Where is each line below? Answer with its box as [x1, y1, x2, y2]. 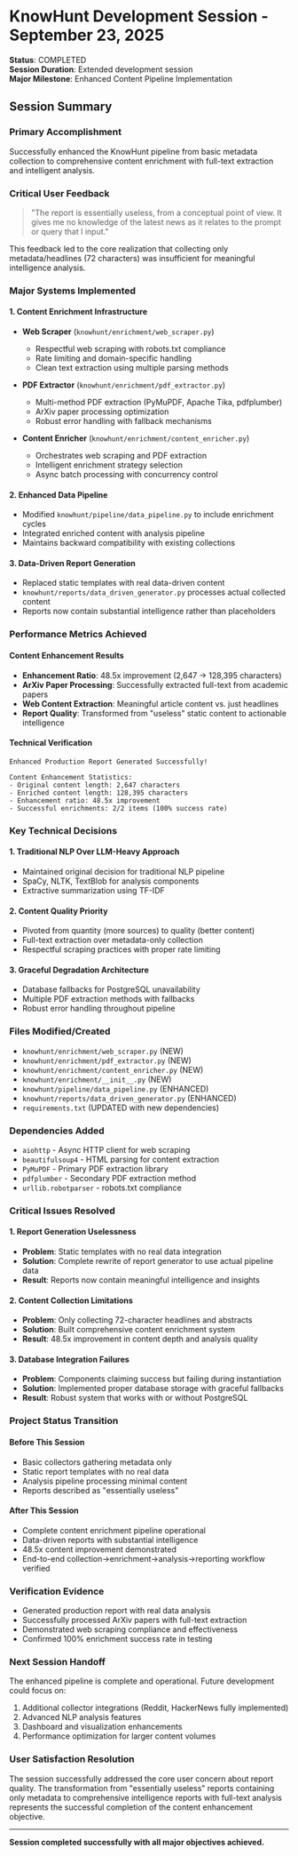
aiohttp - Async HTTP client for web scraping [21, 1144, 191, 1155]
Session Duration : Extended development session [9, 64, 193, 75]
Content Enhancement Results [9, 650, 124, 660]
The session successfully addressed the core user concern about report [9, 1773, 274, 1784]
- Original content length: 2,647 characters [9, 780, 180, 789]
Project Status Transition [9, 1415, 119, 1428]
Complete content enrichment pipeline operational [21, 1524, 207, 1535]
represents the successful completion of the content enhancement [9, 1802, 254, 1812]
